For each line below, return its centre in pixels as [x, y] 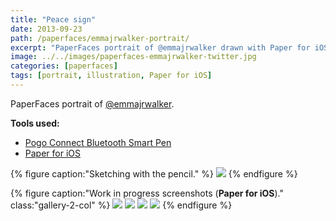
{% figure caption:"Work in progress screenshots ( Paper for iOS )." [147, 193]
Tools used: [35, 123]
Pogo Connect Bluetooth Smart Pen [98, 142]
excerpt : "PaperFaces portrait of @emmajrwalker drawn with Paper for [160, 47]
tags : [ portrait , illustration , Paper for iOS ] [111, 76]
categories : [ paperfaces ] [64, 66]
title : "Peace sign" [53, 19]
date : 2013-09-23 [46, 29]
